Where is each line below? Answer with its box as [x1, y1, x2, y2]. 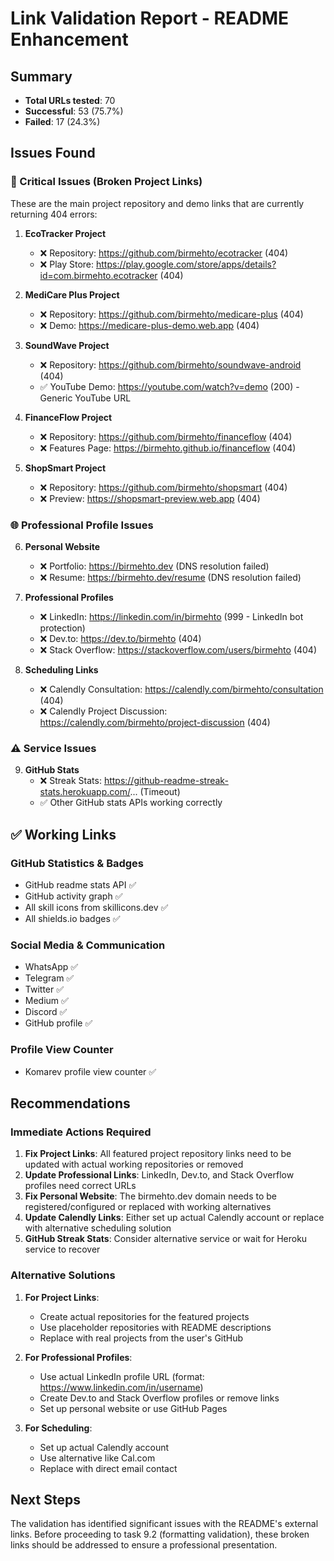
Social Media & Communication [10, 938, 166, 952]
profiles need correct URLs [24, 1180, 137, 1192]
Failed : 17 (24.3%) [24, 116, 101, 127]
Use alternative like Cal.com [39, 1452, 156, 1464]
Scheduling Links [24, 663, 99, 676]
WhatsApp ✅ [24, 961, 79, 973]
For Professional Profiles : [24, 1351, 133, 1363]
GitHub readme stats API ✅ [24, 878, 137, 891]
